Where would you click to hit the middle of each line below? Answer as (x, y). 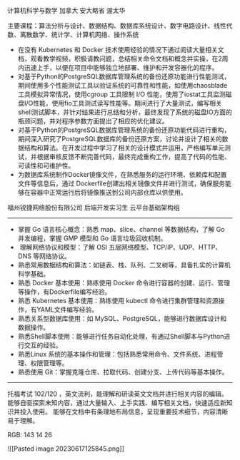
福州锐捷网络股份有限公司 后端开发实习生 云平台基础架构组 (94, 208)
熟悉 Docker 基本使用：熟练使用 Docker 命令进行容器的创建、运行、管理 (124, 283)
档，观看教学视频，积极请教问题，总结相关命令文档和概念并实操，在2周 (123, 58)
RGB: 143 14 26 (30, 435)
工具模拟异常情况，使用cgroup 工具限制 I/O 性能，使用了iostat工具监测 (122, 94)
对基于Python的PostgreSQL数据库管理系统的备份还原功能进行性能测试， (124, 76)
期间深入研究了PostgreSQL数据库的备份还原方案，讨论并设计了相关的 (120, 139)
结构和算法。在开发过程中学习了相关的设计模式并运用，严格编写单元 (124, 148)
